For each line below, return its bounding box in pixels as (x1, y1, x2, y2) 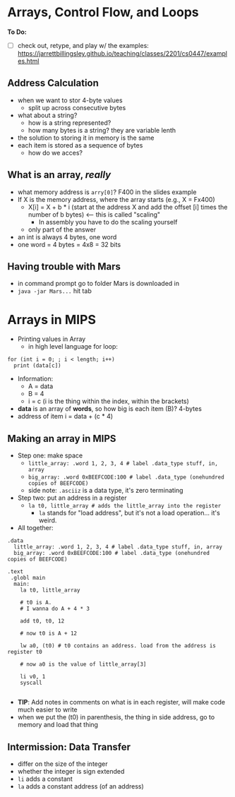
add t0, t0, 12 (20, 618, 65, 625)
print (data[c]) (13, 362, 61, 369)
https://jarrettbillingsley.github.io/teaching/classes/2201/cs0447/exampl (17, 49, 228, 57)
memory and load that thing (17, 721, 99, 729)
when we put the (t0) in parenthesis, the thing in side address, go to (17, 713, 215, 721)
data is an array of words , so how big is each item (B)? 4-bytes (17, 405, 203, 413)
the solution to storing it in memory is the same (17, 133, 155, 142)
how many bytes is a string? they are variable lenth (28, 126, 176, 134)
